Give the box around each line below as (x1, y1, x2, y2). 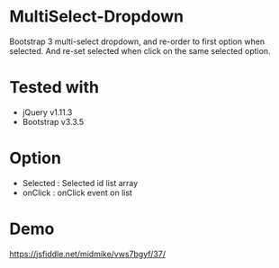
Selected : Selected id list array (22, 177, 139, 188)
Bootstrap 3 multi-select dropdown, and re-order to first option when (9, 36, 265, 47)
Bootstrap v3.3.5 (22, 116, 85, 127)
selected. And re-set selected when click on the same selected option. (9, 45, 272, 56)
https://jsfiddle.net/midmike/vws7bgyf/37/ (9, 248, 166, 259)
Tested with (9, 77, 99, 98)
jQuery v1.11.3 (22, 106, 73, 118)
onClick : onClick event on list (22, 187, 133, 198)
